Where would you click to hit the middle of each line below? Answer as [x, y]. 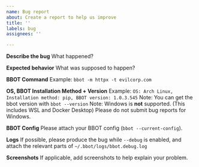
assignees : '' [24, 34]
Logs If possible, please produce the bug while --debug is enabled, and [94, 140]
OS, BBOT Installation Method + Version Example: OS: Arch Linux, [90, 91]
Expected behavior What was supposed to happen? [71, 68]
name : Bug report [28, 12]
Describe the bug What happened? [50, 56]
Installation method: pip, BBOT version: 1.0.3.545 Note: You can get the [99, 98]
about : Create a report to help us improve [61, 17]
